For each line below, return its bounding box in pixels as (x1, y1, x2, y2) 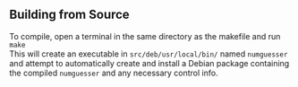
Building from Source (9, 7, 130, 22)
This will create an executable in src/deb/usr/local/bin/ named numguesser (9, 48, 288, 59)
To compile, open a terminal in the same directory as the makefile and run (9, 30, 281, 41)
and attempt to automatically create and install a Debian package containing (9, 57, 290, 68)
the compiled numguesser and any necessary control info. (9, 67, 218, 78)
